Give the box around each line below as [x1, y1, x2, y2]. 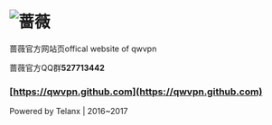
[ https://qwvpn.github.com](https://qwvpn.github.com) [9, 85, 263, 98]
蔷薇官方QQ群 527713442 [9, 62, 106, 73]
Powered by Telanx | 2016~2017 [9, 106, 128, 117]
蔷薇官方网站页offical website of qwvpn [9, 43, 157, 54]
